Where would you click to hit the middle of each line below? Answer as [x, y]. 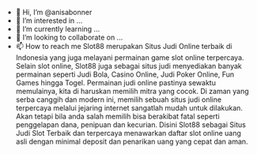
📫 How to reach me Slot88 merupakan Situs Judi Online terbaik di [124, 46]
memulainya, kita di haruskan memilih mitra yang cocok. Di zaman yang [132, 91]
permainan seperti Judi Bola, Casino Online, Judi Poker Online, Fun [125, 74]
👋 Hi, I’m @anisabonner [54, 12]
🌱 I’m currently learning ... [58, 29]
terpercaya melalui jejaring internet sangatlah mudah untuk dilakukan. [129, 108]
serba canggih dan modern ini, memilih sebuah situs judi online [119, 100]
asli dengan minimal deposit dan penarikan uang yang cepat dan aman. [132, 141]
